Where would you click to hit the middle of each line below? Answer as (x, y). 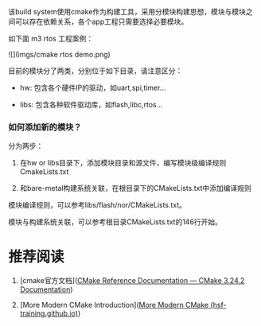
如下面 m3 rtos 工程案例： (51, 39)
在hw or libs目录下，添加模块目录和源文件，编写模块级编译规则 (123, 163)
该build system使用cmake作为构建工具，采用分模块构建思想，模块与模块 (127, 12)
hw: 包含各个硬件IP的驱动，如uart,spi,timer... (93, 87)
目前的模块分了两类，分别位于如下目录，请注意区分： (95, 71)
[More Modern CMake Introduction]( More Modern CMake (114, 305)
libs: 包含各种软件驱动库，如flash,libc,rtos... (91, 105)
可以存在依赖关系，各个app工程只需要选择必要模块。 (101, 21)
